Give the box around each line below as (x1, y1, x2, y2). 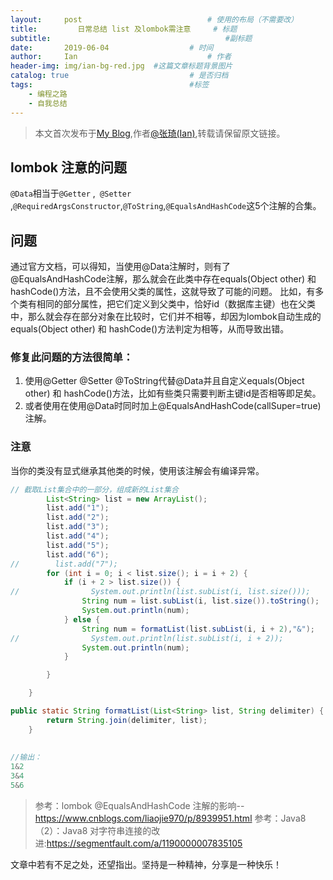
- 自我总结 (28, 98, 68, 108)
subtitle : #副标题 (10, 33, 253, 43)
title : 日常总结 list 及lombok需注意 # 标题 (10, 24, 238, 34)
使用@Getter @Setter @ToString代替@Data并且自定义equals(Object (24, 375, 305, 387)
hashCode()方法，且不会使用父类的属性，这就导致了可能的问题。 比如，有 (10, 286, 316, 298)
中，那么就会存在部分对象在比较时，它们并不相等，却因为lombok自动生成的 (10, 311, 322, 323)
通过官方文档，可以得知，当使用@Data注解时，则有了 (10, 261, 231, 273)
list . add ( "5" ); (46, 540, 110, 550)
